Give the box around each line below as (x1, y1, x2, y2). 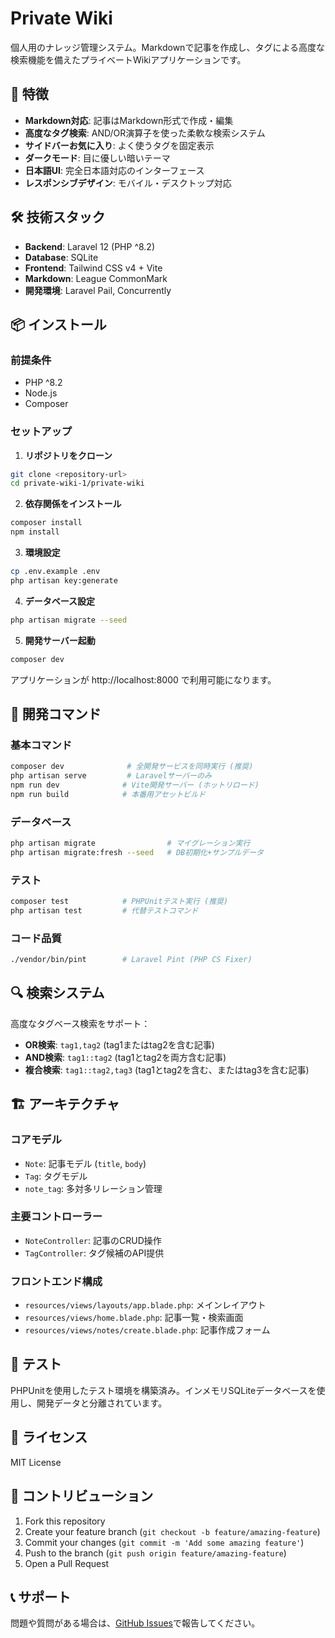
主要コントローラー (10, 1210, 103, 1224)
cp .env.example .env (10, 567, 101, 577)
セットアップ (10, 425, 73, 439)
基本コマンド (10, 738, 73, 752)
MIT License (10, 1456, 62, 1468)
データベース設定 (24, 595, 96, 607)
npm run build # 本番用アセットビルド (10, 789, 206, 799)
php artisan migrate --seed (10, 615, 128, 625)
